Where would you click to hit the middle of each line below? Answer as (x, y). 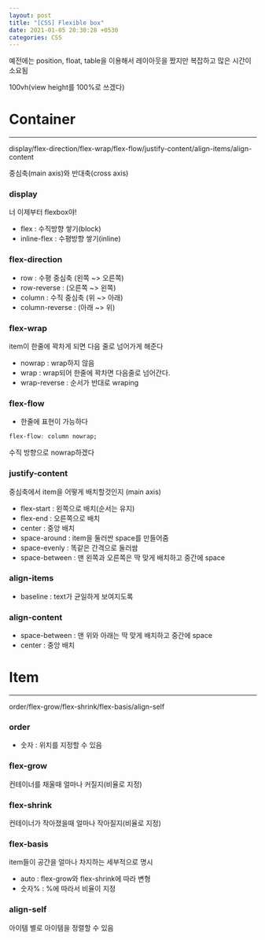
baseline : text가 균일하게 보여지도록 (77, 596)
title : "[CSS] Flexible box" (57, 23)
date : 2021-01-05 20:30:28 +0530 (64, 30)
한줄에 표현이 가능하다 (54, 422)
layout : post (30, 15)
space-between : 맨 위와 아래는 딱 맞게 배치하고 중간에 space (116, 636)
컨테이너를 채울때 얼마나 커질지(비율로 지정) (75, 784)
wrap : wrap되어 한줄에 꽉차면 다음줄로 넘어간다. (95, 373)
